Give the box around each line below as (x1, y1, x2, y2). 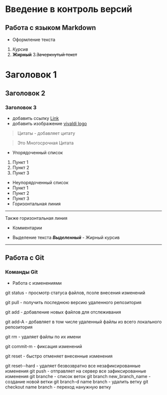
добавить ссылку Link (12, 115, 59, 121)
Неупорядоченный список (12, 179, 69, 185)
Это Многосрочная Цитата (17, 140, 74, 146)
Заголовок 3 (5, 104, 37, 111)
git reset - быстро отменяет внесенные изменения (5, 353, 113, 359)
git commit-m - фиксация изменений (5, 343, 82, 349)
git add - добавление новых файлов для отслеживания (5, 309, 121, 315)
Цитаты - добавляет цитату (17, 130, 76, 136)
